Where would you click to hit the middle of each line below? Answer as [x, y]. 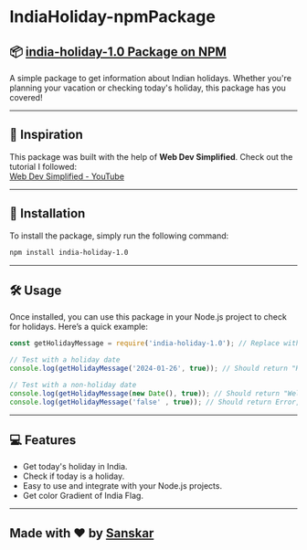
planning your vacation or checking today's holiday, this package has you [148, 88]
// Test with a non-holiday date [73, 385]
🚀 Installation [48, 213]
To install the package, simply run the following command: [119, 236]
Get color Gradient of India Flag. [83, 496]
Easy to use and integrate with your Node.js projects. [122, 486]
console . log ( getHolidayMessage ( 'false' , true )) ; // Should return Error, [155, 402]
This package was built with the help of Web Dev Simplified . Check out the [151, 156]
